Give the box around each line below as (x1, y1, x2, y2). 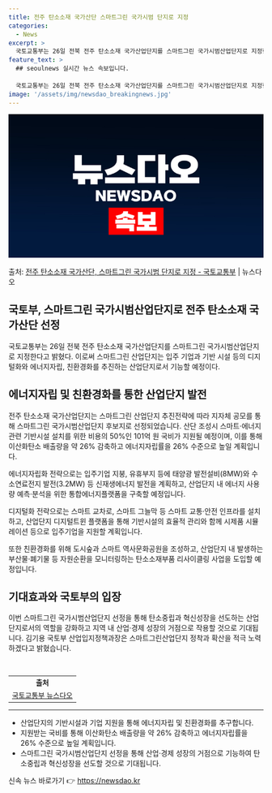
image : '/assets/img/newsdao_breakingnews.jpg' (8, 90, 172, 98)
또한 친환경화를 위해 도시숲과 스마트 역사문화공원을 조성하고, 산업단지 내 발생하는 (8, 544, 264, 554)
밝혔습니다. (36, 644, 71, 653)
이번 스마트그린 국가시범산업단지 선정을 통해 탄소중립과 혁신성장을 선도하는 (8, 613, 244, 623)
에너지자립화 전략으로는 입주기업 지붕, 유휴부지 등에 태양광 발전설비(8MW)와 (8, 468, 250, 478)
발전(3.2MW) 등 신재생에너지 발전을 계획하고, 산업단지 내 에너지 (43, 479, 245, 489)
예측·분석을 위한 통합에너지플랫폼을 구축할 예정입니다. (16, 489, 186, 498)
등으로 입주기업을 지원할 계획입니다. (29, 526, 143, 536)
